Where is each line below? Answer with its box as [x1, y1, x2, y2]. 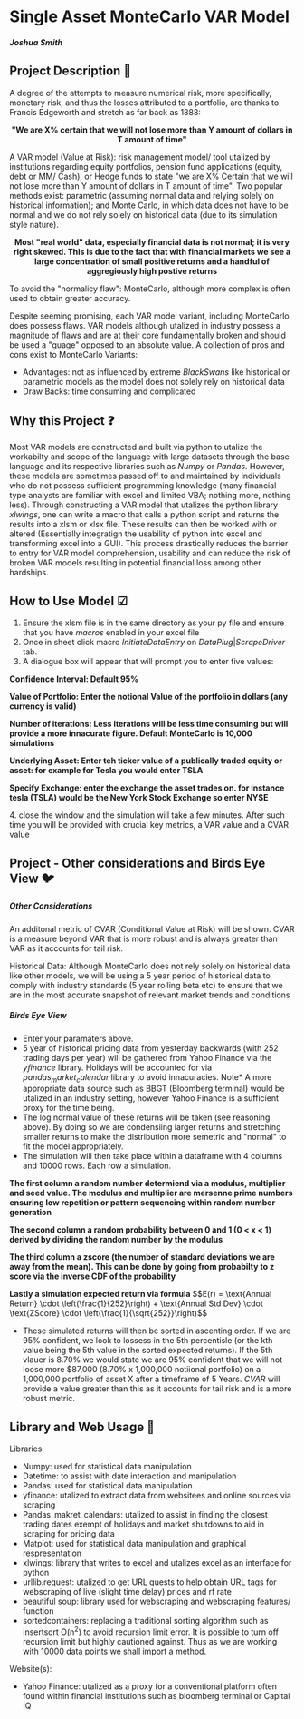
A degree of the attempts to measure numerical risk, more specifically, [9, 87, 272, 98]
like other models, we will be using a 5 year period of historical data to [9, 969, 271, 981]
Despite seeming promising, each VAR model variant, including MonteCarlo [9, 310, 290, 321]
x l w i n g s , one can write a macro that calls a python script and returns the [9, 509, 280, 520]
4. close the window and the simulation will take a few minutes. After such [9, 810, 285, 820]
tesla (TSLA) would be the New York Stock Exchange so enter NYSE [9, 792, 269, 803]
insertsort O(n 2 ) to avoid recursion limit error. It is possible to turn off [22, 1625, 279, 1637]
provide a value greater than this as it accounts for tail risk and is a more [22, 1383, 292, 1394]
